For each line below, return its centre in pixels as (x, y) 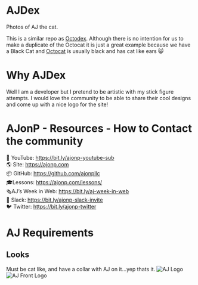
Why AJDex (36, 75)
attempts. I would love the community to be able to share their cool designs (99, 98)
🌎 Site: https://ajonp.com (38, 164)
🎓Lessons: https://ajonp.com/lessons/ (54, 182)
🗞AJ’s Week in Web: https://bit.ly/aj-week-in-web (68, 191)
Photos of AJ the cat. (32, 27)
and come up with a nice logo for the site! (57, 104)
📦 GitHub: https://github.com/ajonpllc (53, 173)
